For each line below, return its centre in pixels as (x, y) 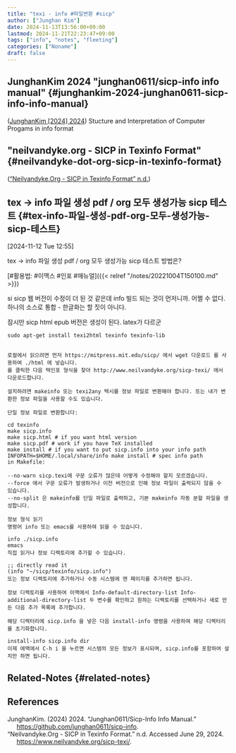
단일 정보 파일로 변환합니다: (43, 413)
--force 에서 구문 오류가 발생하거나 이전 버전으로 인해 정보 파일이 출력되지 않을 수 (114, 483)
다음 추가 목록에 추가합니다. (51, 608)
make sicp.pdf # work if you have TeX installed (80, 444)
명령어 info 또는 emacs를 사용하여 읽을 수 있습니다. (75, 527)
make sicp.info (30, 431)
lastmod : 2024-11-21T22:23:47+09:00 (61, 34)
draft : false (26, 54)
